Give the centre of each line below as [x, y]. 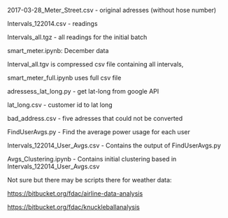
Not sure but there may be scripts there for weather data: [90, 180]
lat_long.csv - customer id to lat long [60, 105]
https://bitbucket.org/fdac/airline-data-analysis [75, 194]
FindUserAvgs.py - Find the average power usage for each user [99, 132]
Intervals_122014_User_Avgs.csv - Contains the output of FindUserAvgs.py [114, 145]
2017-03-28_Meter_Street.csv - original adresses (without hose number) [112, 10]
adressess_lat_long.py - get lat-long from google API [83, 91]
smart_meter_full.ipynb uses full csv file [64, 78]
